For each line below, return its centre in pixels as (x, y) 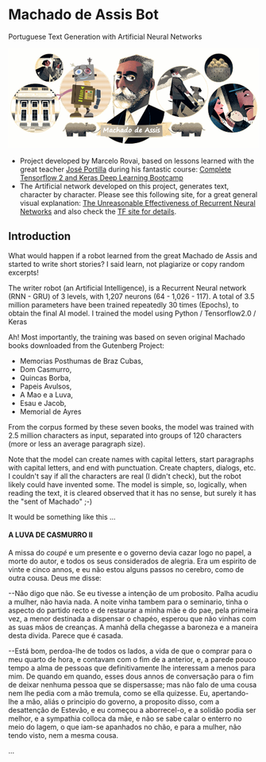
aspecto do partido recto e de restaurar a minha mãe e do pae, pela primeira (133, 610)
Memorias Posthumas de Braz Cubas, (81, 361)
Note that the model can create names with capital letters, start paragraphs (131, 459)
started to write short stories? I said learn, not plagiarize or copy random (126, 264)
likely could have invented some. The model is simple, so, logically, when (128, 484)
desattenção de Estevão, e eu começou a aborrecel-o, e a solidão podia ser (132, 710)
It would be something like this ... (62, 516)
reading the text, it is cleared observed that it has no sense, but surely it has (132, 493)
